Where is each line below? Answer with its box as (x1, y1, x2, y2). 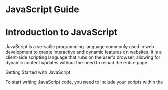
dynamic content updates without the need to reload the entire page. (5, 60, 149, 66)
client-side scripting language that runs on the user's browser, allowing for (5, 54, 161, 60)
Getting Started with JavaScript (5, 69, 71, 75)
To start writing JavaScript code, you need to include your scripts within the (5, 79, 163, 85)
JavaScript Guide (5, 4, 79, 15)
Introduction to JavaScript (5, 27, 118, 38)
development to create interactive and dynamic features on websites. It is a (5, 49, 162, 55)
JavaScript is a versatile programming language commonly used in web (5, 43, 154, 50)
